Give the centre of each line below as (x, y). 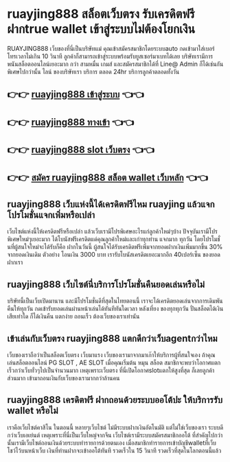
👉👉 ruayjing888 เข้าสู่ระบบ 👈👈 (76, 94)
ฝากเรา (15, 262)
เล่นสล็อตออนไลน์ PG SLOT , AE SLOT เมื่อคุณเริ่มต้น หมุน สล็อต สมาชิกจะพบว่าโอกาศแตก (114, 362)
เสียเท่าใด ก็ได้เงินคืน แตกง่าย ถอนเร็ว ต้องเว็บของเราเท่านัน (73, 316)
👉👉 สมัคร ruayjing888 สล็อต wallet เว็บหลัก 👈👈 (107, 177)
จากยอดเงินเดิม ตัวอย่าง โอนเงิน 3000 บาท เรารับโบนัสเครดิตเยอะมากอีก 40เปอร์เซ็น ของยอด (114, 255)
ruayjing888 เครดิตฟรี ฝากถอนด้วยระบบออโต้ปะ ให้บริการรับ (115, 400)
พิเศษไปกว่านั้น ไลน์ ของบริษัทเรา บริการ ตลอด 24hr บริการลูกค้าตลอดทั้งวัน (93, 71)
